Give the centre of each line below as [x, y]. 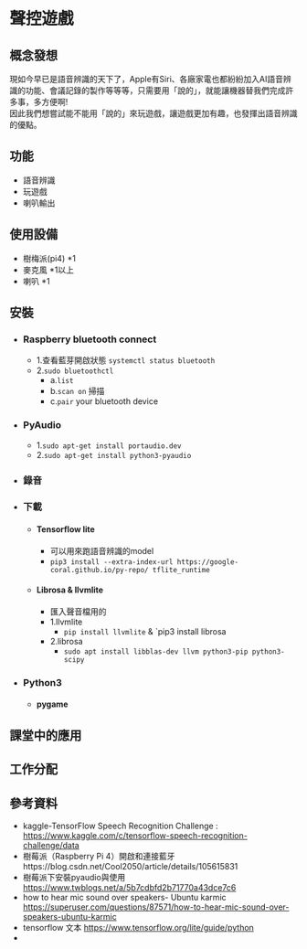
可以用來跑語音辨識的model [102, 550]
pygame [52, 704]
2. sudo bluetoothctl [75, 370]
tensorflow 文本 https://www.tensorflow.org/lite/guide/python [138, 927]
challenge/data [51, 845]
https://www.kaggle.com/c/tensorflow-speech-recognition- [135, 835]
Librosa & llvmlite [69, 590]
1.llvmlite [66, 622]
